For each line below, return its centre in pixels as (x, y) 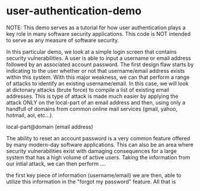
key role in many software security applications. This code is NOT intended (99, 33)
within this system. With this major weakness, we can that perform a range (98, 77)
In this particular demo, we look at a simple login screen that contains (92, 51)
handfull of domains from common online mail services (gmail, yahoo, (92, 109)
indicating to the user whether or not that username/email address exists (96, 70)
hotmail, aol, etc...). (30, 115)
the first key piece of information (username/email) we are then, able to (94, 175)
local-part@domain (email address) (50, 127)
